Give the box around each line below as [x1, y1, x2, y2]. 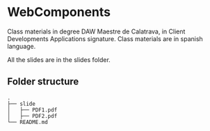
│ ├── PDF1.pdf [7, 106, 58, 114]
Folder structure [7, 76, 79, 88]
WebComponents [7, 4, 111, 20]
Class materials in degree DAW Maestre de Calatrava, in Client [7, 27, 186, 36]
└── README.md [7, 118, 49, 125]
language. [7, 42, 36, 50]
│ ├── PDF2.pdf [7, 112, 58, 119]
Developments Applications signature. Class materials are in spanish [7, 34, 203, 43]
